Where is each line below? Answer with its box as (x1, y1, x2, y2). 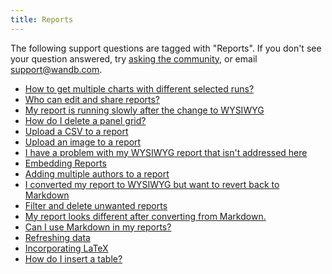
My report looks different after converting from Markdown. (24, 210, 267, 222)
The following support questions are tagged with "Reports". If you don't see (10, 42, 322, 54)
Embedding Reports (24, 157, 107, 169)
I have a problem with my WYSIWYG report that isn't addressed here (24, 146, 308, 158)
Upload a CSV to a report (24, 125, 129, 137)
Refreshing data (24, 231, 91, 243)
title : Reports (10, 14, 74, 25)
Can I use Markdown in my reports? (24, 221, 172, 233)
